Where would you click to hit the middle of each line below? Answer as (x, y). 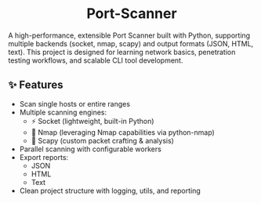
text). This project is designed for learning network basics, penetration (122, 52)
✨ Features (36, 85)
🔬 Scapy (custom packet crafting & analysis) (103, 140)
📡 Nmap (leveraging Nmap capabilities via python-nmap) (123, 132)
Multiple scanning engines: (63, 112)
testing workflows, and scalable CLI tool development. (96, 60)
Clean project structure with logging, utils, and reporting (110, 190)
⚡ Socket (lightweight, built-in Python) (92, 121)
